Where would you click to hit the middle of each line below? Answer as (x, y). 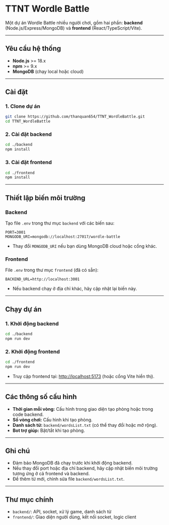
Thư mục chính (29, 500)
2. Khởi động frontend (33, 351)
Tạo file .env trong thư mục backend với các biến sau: (60, 223)
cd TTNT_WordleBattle (28, 121)
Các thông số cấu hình (41, 397)
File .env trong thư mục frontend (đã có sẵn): (52, 270)
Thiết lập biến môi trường (45, 198)
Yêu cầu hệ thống (33, 49)
